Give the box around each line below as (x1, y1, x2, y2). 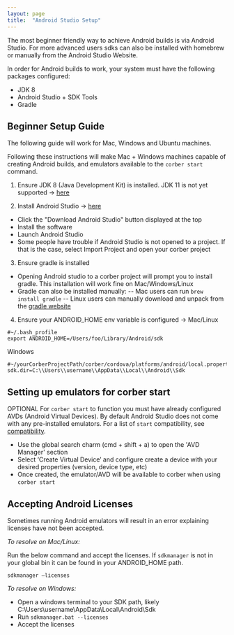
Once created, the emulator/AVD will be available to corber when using (17, 470, 221, 479)
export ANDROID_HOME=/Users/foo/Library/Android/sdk (7, 335, 164, 343)
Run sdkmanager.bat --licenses (17, 613, 109, 621)
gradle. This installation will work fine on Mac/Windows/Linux (17, 280, 194, 288)
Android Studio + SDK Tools (17, 92, 97, 101)
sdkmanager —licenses (7, 571, 70, 579)
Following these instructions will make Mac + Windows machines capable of (7, 152, 226, 161)
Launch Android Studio (17, 230, 84, 238)
